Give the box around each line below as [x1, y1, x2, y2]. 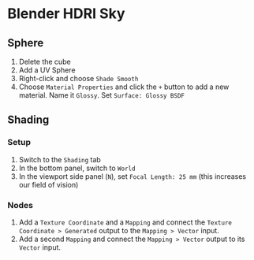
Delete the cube [18, 57, 72, 66]
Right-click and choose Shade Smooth [18, 74, 139, 83]
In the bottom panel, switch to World [18, 163, 136, 173]
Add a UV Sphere [18, 65, 76, 75]
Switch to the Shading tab [18, 154, 102, 164]
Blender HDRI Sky [7, 5, 125, 23]
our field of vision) [18, 180, 79, 189]
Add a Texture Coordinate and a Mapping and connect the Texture [18, 217, 232, 227]
